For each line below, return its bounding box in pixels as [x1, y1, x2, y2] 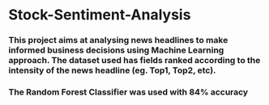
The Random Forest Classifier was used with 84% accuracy [8, 86, 249, 98]
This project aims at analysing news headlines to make [8, 35, 228, 46]
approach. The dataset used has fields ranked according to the [8, 55, 261, 66]
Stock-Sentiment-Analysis [8, 6, 191, 24]
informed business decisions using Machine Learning [8, 44, 224, 56]
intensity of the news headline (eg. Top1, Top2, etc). [8, 65, 216, 76]
